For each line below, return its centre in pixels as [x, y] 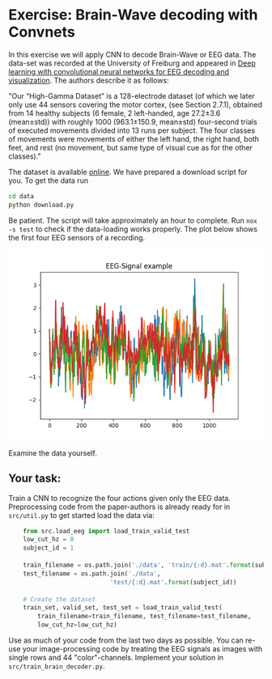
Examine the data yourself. [53, 453]
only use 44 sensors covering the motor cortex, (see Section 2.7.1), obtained [136, 104]
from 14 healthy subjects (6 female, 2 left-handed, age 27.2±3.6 [115, 113]
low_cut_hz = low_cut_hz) [77, 625]
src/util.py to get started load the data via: [82, 515]
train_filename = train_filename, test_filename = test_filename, [144, 617]
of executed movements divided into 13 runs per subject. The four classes [132, 130]
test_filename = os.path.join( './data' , [92, 573]
